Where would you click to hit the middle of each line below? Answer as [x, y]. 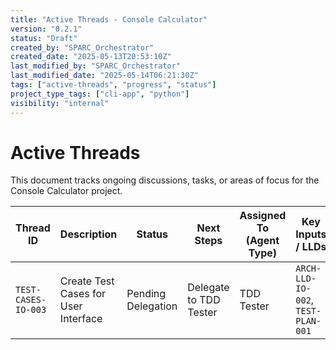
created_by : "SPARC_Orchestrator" [82, 47]
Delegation [152, 306]
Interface [81, 319]
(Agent [262, 241]
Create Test [87, 281]
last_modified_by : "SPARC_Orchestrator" [96, 66]
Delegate [208, 288]
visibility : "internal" [60, 103]
